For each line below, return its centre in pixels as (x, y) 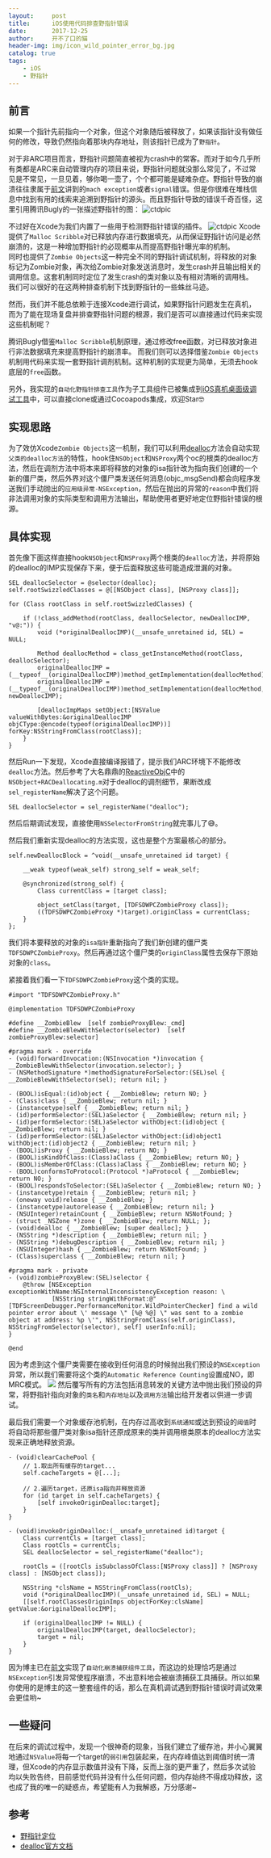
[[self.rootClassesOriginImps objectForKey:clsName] (113, 1602)
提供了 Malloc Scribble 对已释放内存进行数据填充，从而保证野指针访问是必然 (134, 237)
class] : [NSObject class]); (57, 1574)
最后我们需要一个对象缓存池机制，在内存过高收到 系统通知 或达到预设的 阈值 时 (132, 1422)
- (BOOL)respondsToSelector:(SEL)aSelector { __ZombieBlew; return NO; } (135, 1186)
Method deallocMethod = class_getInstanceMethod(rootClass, (140, 654)
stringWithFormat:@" (122, 1299)
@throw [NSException (57, 1285)
